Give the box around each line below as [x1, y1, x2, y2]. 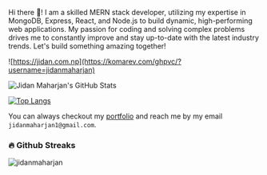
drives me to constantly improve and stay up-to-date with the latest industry [8, 33, 260, 42]
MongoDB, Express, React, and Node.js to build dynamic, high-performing [8, 16, 253, 25]
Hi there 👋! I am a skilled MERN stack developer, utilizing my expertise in [8, 8, 246, 17]
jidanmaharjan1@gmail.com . [8, 120, 97, 129]
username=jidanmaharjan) [8, 65, 96, 75]
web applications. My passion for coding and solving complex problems [8, 25, 245, 33]
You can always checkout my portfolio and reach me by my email [8, 111, 223, 121]
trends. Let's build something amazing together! [8, 41, 166, 51]
